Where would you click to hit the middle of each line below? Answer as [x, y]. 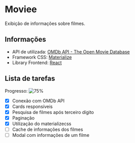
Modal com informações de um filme [51, 135]
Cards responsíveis [32, 106]
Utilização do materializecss [42, 124]
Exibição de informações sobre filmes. [45, 23]
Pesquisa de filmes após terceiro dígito [53, 112]
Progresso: [16, 91]
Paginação [23, 118]
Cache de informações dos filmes [48, 129]
